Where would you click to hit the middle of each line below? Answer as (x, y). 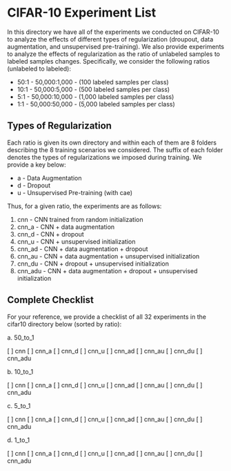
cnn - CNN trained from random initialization (80, 219)
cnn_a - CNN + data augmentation (66, 227)
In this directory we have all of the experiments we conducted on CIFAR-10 (113, 32)
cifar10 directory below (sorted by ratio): (64, 324)
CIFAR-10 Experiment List (82, 13)
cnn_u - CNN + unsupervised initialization (76, 241)
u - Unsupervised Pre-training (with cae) (75, 192)
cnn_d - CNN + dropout (50, 234)
